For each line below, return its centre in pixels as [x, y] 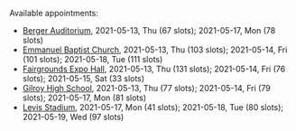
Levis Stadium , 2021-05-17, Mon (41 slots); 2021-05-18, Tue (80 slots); [153, 107]
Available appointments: [54, 13]
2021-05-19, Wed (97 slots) [73, 117]
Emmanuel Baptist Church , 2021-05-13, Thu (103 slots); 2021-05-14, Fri [155, 50]
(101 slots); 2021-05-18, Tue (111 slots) [92, 59]
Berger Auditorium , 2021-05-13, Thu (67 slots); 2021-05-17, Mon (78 [149, 30]
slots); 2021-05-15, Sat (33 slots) [83, 79]
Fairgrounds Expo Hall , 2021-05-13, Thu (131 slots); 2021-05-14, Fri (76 [154, 69]
